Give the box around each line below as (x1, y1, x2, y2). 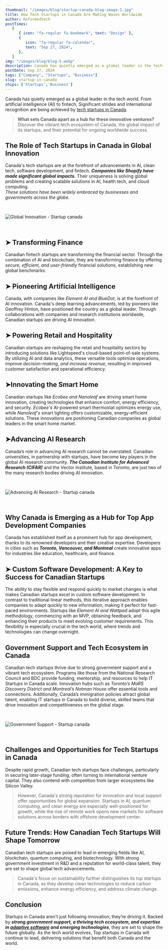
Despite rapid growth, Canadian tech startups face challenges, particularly (5, 766, 159, 773)
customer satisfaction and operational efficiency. (5, 366, 106, 372)
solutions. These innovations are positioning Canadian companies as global (5, 415, 161, 421)
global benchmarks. (5, 267, 47, 274)
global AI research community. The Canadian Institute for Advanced (5, 459, 149, 465)
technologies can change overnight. (5, 629, 80, 635)
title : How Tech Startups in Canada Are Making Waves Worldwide (5, 12, 142, 17)
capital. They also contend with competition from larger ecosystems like (5, 777, 154, 783)
